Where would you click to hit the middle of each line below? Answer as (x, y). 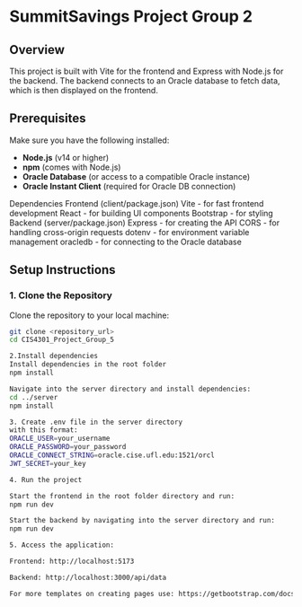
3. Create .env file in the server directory (96, 422)
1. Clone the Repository (61, 295)
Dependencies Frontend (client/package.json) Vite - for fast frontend (137, 203)
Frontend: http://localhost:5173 (72, 561)
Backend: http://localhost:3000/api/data (88, 577)
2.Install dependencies (54, 356)
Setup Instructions (62, 270)
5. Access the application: (62, 545)
